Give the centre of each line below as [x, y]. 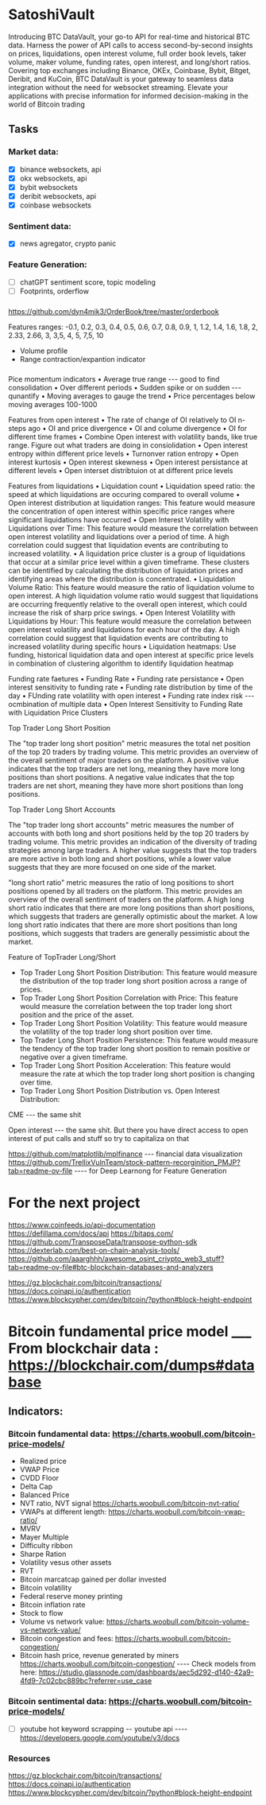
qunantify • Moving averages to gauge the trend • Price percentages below [132, 396]
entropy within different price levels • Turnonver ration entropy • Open [123, 453]
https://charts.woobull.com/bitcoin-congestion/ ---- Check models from [138, 1664]
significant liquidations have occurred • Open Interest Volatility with [119, 519]
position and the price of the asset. [77, 1015]
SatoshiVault [52, 15]
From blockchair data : [83, 1348]
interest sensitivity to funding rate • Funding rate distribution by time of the [131, 687]
